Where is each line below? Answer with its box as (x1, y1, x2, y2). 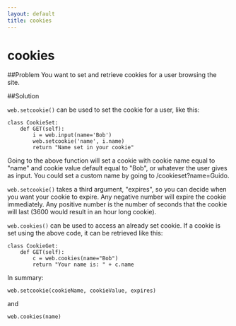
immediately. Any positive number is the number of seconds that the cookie (7, 200, 228, 209)
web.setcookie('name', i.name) (33, 138, 125, 145)
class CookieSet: (7, 120, 59, 127)
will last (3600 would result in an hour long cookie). (7, 208, 157, 216)
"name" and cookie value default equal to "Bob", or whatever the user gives (7, 164, 228, 173)
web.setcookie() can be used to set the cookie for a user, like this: (7, 105, 200, 114)
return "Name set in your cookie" (33, 144, 134, 151)
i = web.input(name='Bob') (33, 132, 112, 139)
